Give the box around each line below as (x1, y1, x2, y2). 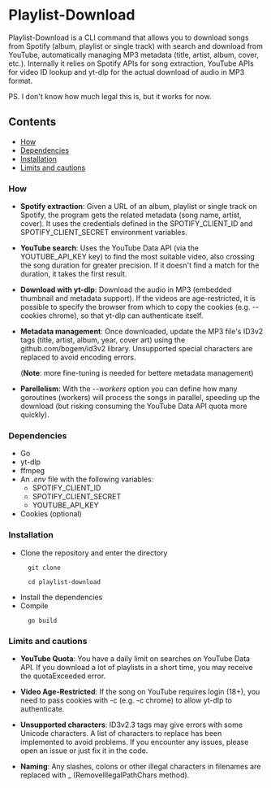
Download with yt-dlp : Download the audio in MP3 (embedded (19, 285, 232, 294)
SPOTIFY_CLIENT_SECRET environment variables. (19, 228, 188, 237)
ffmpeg (19, 466, 45, 476)
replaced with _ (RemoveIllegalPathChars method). (19, 770, 190, 780)
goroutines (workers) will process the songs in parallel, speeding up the (19, 393, 260, 403)
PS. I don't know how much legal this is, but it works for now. (8, 91, 212, 101)
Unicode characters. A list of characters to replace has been (19, 728, 222, 738)
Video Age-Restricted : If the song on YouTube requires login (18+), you (19, 686, 260, 696)
